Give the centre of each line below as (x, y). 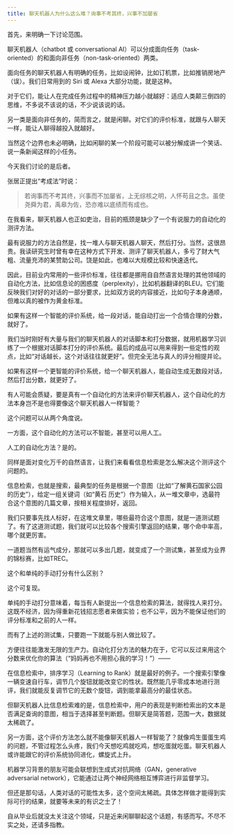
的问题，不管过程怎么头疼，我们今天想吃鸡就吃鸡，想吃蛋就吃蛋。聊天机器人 (116, 745)
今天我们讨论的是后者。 (41, 166)
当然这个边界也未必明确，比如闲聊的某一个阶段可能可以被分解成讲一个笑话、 (116, 142)
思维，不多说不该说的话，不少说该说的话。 (68, 104)
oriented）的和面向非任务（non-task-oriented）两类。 (85, 58)
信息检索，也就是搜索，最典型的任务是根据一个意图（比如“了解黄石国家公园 (115, 485)
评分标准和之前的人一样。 (44, 620)
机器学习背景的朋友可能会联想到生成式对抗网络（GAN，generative (102, 769)
